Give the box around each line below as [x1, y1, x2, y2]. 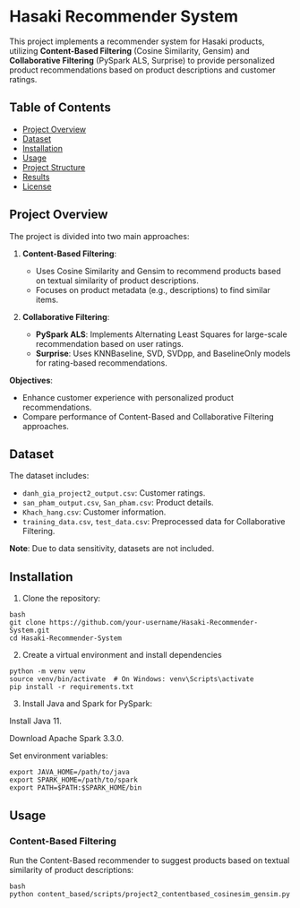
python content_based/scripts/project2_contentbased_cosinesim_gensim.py [9, 889, 291, 898]
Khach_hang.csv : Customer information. [21, 506, 167, 517]
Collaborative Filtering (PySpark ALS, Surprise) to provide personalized [9, 55, 275, 65]
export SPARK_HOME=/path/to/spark [9, 775, 139, 785]
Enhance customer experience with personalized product [21, 392, 235, 402]
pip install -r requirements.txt [9, 683, 134, 692]
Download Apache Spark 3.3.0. [9, 733, 124, 744]
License [21, 181, 52, 192]
